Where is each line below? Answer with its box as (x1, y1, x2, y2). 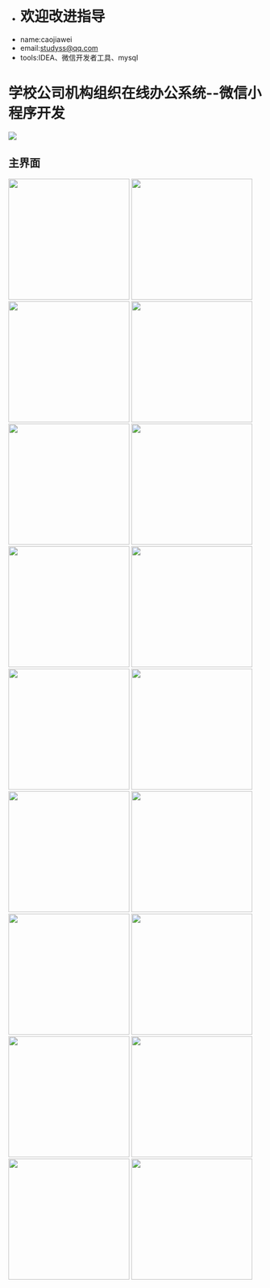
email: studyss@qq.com (19, 43, 98, 52)
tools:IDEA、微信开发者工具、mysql (19, 52, 139, 62)
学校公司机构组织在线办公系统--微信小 (8, 84, 262, 102)
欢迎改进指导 (19, 7, 106, 26)
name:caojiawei (19, 34, 73, 44)
